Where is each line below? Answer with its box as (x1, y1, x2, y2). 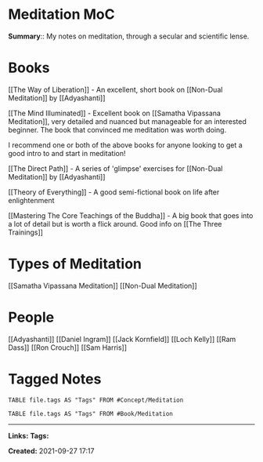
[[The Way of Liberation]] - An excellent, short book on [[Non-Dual (8, 85, 223, 94)
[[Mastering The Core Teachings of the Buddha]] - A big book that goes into (8, 210, 254, 220)
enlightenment (8, 195, 55, 205)
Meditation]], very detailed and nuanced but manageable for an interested (8, 116, 247, 126)
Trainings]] (8, 227, 43, 237)
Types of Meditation (8, 255, 142, 273)
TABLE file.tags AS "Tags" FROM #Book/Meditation (8, 409, 174, 417)
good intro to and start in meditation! (8, 148, 126, 158)
